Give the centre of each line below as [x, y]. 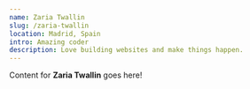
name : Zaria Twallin [47, 17]
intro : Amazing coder [49, 42]
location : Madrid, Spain [55, 33]
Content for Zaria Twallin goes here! [76, 75]
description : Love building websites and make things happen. [126, 50]
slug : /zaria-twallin [49, 26]
